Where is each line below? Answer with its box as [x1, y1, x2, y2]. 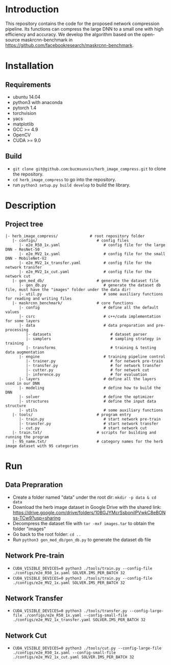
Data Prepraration [5, 481, 63, 489]
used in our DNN [5, 381, 40, 386]
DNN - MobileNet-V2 [5, 256, 47, 261]
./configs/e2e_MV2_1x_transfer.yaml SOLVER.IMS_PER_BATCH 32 [12, 618, 146, 623]
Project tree [5, 220, 43, 229]
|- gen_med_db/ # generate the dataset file [12, 278, 159, 283]
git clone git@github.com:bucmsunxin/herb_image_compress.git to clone [12, 165, 166, 171]
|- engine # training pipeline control [18, 354, 166, 359]
